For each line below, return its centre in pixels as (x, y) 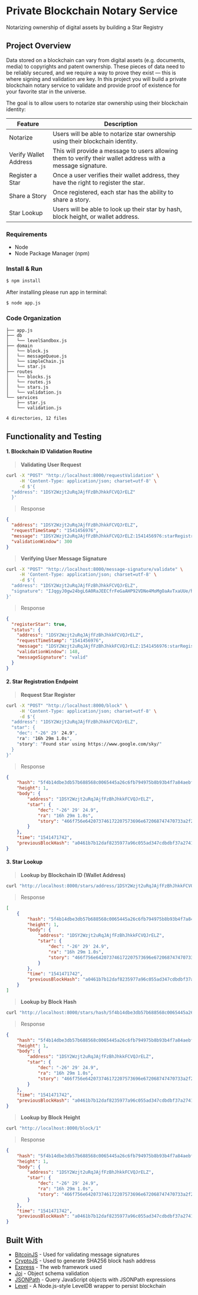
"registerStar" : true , (39, 624)
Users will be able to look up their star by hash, (117, 209)
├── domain (19, 346)
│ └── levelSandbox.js (37, 341)
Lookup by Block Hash (48, 1002)
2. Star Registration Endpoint (42, 681)
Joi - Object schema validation (52, 1273)
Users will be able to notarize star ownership (114, 134)
